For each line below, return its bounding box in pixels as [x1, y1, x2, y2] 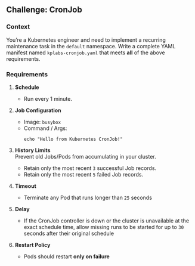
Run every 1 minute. [23, 95, 73, 102]
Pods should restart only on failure [23, 253, 110, 260]
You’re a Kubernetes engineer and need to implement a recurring [6, 36, 166, 44]
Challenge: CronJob [6, 5, 82, 15]
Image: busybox [23, 118, 61, 125]
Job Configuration [14, 107, 61, 114]
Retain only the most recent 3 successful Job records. [23, 164, 157, 172]
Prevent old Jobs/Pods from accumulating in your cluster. [14, 153, 156, 160]
